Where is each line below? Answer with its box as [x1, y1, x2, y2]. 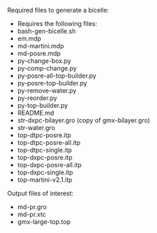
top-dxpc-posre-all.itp [17, 161, 82, 169]
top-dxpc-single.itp [17, 168, 73, 176]
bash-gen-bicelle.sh [17, 27, 76, 35]
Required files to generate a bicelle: [7, 6, 110, 14]
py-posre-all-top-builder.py [17, 71, 96, 80]
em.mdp [17, 34, 42, 43]
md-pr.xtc [17, 210, 47, 218]
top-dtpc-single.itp [17, 146, 72, 154]
